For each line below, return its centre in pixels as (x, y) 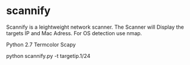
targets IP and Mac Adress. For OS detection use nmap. (74, 33)
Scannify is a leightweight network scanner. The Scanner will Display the (95, 27)
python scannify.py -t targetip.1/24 (48, 56)
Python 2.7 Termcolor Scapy (41, 45)
